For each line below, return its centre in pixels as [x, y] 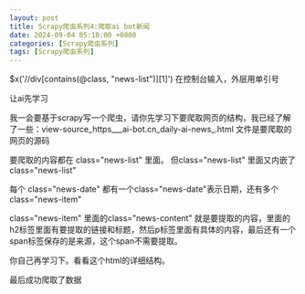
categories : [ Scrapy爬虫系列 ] [64, 43]
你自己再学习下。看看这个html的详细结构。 [90, 260]
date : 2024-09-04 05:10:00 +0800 [73, 35]
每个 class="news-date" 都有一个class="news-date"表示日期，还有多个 [144, 189]
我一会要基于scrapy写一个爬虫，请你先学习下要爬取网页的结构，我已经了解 [150, 118]
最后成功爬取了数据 [46, 280]
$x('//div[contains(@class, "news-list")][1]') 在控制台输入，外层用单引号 [145, 79]
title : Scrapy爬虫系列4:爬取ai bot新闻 [80, 26]
